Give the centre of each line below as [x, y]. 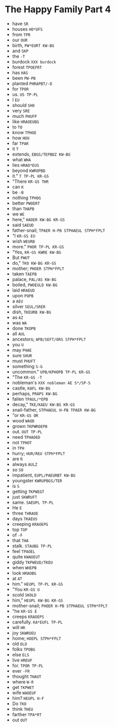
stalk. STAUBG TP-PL [32, 546]
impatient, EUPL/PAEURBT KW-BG [44, 475]
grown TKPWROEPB [30, 426]
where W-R [23, 681]
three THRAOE [25, 513]
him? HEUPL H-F [28, 698]
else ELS [21, 654]
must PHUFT [24, 361]
